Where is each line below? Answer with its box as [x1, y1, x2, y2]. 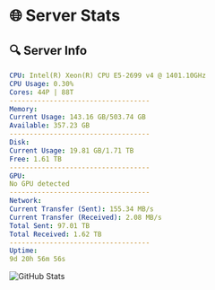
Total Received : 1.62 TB [9, 230, 102, 239]
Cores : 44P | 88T [9, 87, 74, 97]
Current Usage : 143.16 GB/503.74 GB [9, 113, 146, 122]
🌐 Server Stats [9, 5, 121, 26]
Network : [9, 197, 42, 206]
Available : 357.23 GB [9, 121, 90, 130]
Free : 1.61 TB [9, 154, 63, 163]
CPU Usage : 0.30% [9, 79, 74, 88]
